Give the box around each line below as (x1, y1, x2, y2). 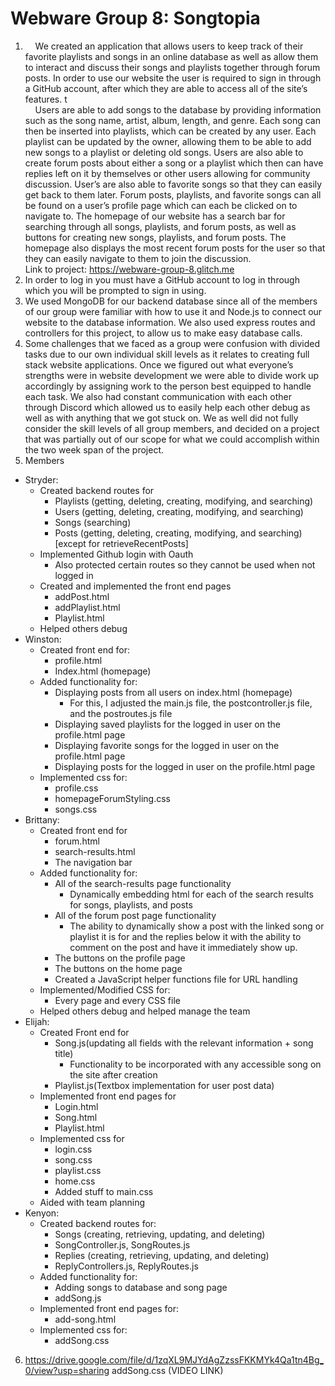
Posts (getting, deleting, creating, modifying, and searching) (54, 527, 303, 539)
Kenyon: (24, 1207, 60, 1219)
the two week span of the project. (24, 443, 165, 456)
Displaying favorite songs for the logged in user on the (54, 739, 280, 751)
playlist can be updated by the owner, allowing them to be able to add (24, 135, 312, 147)
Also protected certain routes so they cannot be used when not (54, 558, 316, 571)
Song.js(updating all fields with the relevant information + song (54, 1037, 314, 1049)
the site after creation (69, 1068, 158, 1081)
